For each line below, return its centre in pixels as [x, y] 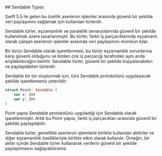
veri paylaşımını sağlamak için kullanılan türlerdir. [54, 22]
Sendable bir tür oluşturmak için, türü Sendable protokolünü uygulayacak [78, 76]
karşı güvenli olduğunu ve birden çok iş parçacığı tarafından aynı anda [75, 56]
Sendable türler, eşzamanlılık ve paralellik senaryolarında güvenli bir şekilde [81, 31]
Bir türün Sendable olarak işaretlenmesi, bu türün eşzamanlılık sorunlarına [79, 51]
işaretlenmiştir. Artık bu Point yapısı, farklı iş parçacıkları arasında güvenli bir [81, 118]
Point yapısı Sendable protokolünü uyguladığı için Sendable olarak [71, 113]
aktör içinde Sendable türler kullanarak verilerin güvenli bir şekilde [71, 143]
